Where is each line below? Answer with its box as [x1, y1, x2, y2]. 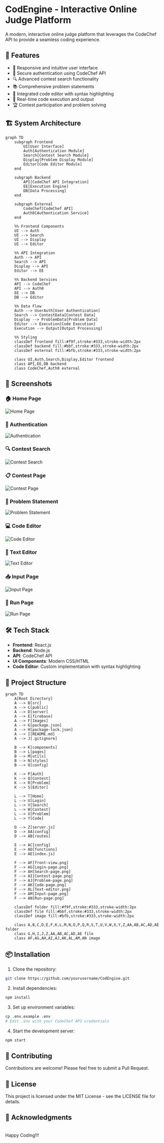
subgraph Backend [14, 175, 51, 180]
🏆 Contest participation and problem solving [12, 101, 106, 108]
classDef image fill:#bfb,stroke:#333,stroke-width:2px [14, 914, 135, 919]
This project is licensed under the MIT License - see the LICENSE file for [5, 1093, 155, 1099]
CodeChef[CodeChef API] [23, 206, 73, 211]
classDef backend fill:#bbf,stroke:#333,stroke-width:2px [14, 343, 139, 348]
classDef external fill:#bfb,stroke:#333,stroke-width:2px [14, 348, 141, 353]
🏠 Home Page [5, 395, 41, 402]
